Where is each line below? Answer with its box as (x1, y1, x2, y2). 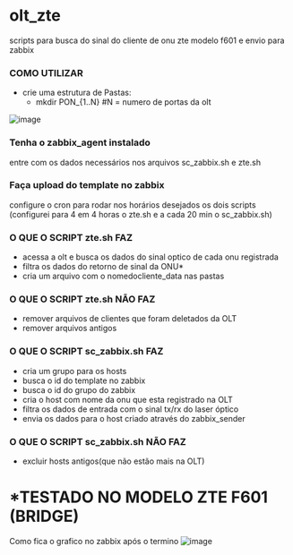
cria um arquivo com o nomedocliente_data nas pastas (22, 270, 225, 282)
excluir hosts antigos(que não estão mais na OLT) (22, 456, 205, 466)
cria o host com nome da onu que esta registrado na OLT (22, 394, 233, 405)
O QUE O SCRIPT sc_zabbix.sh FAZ (9, 346, 164, 358)
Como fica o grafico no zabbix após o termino (9, 535, 179, 546)
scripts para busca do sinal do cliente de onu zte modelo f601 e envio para (9, 35, 285, 46)
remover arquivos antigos (22, 323, 117, 334)
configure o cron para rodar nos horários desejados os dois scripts (9, 199, 257, 210)
